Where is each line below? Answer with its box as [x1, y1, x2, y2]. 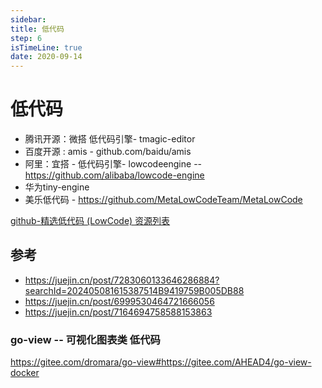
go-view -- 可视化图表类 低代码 [10, 332, 161, 346]
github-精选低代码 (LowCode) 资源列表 [10, 215, 171, 227]
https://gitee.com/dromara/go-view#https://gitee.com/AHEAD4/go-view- [10, 356, 312, 368]
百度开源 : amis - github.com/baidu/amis [24, 146, 192, 158]
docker [10, 367, 40, 379]
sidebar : [10, 14, 47, 25]
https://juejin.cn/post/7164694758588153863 [24, 306, 213, 318]
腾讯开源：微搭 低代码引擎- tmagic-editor [24, 133, 196, 145]
